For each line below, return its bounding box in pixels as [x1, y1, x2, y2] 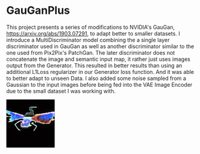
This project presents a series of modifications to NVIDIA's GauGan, [6, 23, 175, 31]
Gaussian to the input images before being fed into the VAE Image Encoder [6, 81, 193, 88]
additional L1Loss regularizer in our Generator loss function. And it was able [6, 68, 195, 75]
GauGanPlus [6, 4, 71, 17]
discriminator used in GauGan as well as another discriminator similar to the [6, 43, 195, 50]
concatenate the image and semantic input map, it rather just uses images [6, 55, 190, 63]
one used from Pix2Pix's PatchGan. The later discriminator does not [6, 49, 175, 56]
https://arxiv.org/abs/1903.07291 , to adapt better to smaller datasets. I [6, 29, 180, 37]
